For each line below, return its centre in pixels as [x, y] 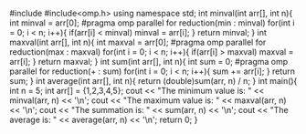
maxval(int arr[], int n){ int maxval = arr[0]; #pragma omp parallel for [138, 42]
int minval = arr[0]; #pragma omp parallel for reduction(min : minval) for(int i [152, 23]
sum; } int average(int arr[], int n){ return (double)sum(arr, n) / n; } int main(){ [153, 81]
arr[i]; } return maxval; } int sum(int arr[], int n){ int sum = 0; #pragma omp [149, 62]
